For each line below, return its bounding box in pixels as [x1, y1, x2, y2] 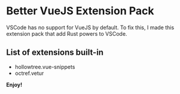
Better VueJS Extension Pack [6, 4, 154, 18]
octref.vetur [14, 70, 44, 77]
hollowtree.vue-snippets [14, 63, 75, 70]
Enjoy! [6, 81, 23, 88]
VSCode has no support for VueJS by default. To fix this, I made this [6, 24, 175, 31]
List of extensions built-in [6, 48, 103, 58]
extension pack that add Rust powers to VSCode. [6, 30, 127, 37]
